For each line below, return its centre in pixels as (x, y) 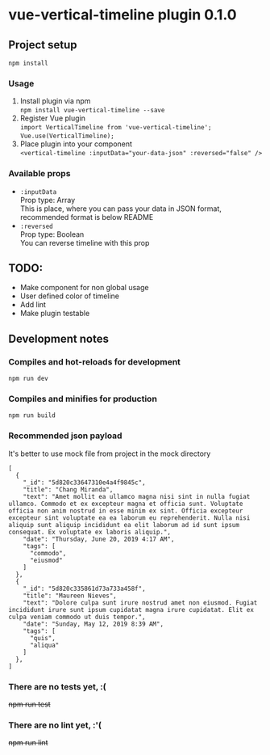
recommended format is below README (87, 217)
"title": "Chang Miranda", (68, 489)
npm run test (29, 704)
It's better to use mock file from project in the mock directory (110, 453)
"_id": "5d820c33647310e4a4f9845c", (85, 483)
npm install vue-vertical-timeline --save (92, 111)
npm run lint (28, 743)
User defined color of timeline (69, 296)
